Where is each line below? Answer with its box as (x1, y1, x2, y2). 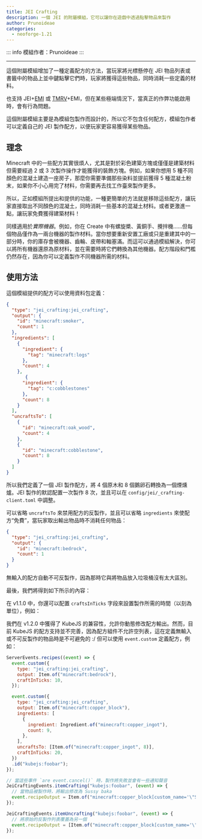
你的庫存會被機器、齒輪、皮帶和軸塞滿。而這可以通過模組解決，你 (26, 238, 191, 245)
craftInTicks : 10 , (17, 677, 63, 683)
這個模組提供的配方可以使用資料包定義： (6, 289, 106, 296)
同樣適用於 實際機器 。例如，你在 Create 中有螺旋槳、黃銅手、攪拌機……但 (6, 223, 188, 230)
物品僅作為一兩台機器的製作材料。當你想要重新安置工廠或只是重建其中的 (11, 230, 191, 237)
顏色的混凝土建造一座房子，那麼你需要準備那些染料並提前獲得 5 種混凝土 (6, 174, 186, 182)
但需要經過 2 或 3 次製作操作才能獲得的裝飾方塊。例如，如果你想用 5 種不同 (6, 166, 194, 174)
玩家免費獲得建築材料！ (22, 209, 80, 217)
